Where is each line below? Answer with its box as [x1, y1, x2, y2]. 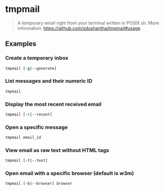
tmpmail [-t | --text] [5, 158, 48, 163]
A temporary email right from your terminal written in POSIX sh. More [17, 20, 160, 26]
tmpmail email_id [5, 135, 41, 140]
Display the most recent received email [5, 100, 102, 107]
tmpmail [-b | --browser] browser [5, 181, 72, 186]
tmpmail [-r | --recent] [5, 112, 52, 117]
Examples [5, 40, 36, 48]
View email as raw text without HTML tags [5, 147, 110, 154]
